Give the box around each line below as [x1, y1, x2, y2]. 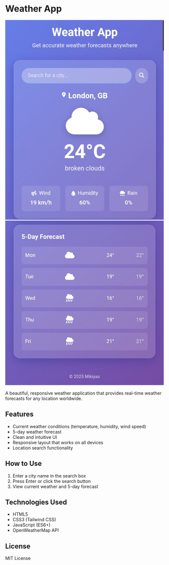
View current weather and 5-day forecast [12, 483, 99, 490]
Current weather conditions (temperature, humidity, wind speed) [12, 423, 146, 429]
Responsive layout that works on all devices [12, 439, 104, 445]
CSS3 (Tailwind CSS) [12, 517, 56, 523]
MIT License [5, 555, 31, 561]
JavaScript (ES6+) [12, 522, 51, 528]
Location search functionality [12, 445, 73, 451]
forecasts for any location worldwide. [5, 395, 82, 401]
